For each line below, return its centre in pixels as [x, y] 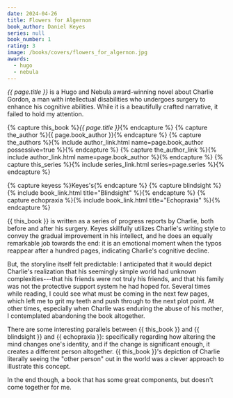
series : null [26, 33]
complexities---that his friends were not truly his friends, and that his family [115, 278]
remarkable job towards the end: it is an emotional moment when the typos [114, 243]
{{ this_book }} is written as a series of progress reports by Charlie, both [111, 221]
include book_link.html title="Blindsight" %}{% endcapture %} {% [112, 193]
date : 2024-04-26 [32, 14]
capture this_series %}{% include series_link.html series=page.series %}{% [116, 164]
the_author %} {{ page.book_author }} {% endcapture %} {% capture [104, 135]
